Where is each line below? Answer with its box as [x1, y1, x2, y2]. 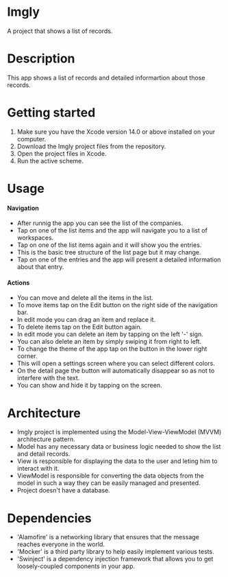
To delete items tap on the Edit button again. [16, 323, 142, 331]
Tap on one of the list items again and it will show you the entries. [16, 241, 202, 249]
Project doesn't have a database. [16, 486, 111, 495]
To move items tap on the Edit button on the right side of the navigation [16, 301, 218, 309]
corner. [16, 352, 38, 360]
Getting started [7, 105, 96, 121]
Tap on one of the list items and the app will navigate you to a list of [16, 226, 207, 235]
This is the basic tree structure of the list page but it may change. [16, 248, 201, 257]
